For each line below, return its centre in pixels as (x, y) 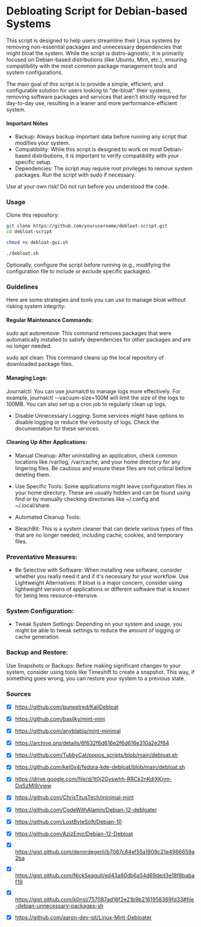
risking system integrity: (36, 306)
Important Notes (27, 123)
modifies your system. (42, 143)
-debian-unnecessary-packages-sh (59, 906)
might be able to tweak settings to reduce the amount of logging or (98, 630)
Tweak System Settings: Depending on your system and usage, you (98, 624)
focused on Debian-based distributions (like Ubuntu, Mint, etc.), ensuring (97, 59)
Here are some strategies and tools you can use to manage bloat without (96, 300)
